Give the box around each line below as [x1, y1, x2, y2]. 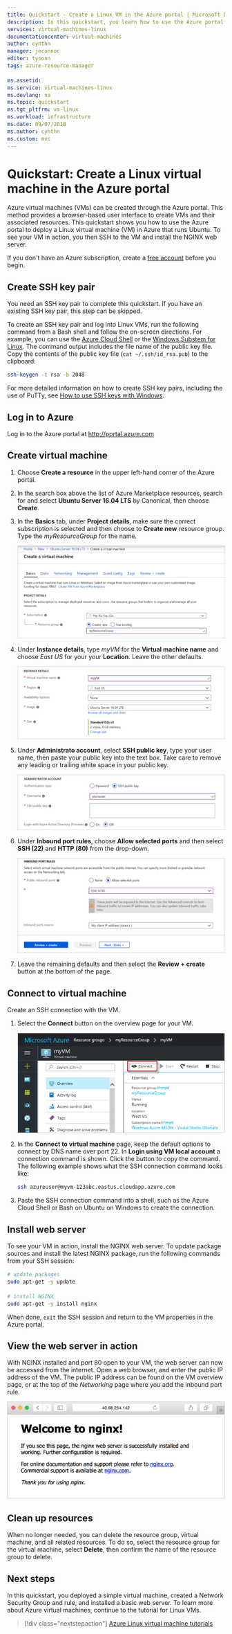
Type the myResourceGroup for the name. [17, 532, 137, 540]
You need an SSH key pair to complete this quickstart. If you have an [7, 300, 202, 308]
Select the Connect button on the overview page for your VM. [17, 1018, 194, 1027]
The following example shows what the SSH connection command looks [17, 1162, 223, 1170]
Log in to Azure [7, 411, 74, 423]
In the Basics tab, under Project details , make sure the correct [17, 517, 196, 526]
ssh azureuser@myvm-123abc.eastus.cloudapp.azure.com [17, 1184, 175, 1191]
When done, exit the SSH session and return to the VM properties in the [7, 1313, 213, 1321]
